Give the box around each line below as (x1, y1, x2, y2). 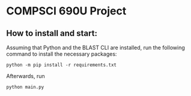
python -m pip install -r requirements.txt (6, 62, 117, 68)
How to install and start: (6, 28, 98, 38)
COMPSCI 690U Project (6, 4, 127, 18)
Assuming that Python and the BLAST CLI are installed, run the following (6, 44, 185, 51)
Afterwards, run (6, 73, 45, 79)
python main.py (6, 84, 44, 90)
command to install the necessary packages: (6, 50, 117, 58)
